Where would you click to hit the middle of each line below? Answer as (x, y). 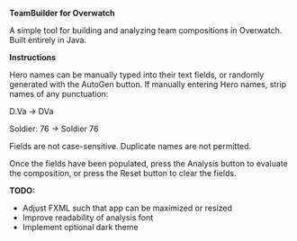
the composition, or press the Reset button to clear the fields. (123, 173)
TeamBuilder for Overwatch (62, 13)
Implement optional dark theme (80, 227)
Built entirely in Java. (48, 40)
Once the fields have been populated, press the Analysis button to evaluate (148, 164)
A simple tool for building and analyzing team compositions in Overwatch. (146, 30)
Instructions (33, 57)
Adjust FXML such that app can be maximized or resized (127, 208)
